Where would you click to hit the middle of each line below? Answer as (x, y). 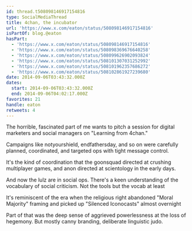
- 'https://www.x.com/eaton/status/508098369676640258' (81, 50)
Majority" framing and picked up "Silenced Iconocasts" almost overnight (94, 204)
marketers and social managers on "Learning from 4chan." (77, 133)
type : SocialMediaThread (36, 17)
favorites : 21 (23, 99)
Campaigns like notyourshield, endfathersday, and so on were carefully (92, 144)
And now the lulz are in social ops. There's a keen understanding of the (92, 180)
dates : (14, 83)
